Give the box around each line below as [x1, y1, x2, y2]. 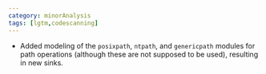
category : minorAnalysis [8, 11, 91, 20]
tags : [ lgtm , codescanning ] [8, 19, 99, 27]
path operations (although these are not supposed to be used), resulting [19, 49, 259, 59]
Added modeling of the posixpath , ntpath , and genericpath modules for [19, 41, 256, 50]
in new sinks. [19, 57, 64, 68]
